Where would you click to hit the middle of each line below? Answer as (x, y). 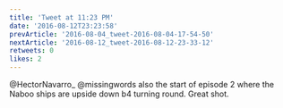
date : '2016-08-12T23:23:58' (64, 26)
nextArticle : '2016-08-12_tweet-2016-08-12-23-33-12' (112, 42)
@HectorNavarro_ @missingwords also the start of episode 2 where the (142, 84)
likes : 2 (26, 59)
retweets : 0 (31, 51)
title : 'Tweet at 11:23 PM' (62, 17)
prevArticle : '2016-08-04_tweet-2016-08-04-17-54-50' (112, 34)
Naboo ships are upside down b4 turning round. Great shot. (120, 94)
